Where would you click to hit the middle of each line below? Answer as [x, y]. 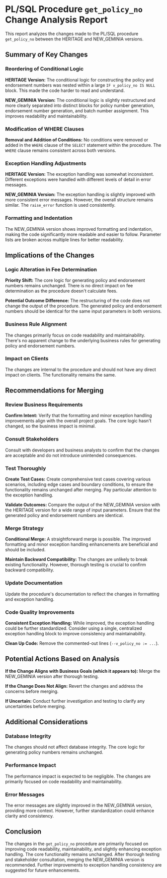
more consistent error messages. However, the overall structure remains [79, 200]
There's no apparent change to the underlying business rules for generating [83, 340]
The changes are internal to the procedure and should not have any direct [81, 369]
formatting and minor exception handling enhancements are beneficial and [82, 544]
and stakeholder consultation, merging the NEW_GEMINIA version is [75, 860]
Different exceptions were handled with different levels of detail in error [78, 180]
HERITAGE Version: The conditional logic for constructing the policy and [80, 80]
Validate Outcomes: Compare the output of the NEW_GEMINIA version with [83, 505]
